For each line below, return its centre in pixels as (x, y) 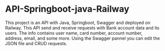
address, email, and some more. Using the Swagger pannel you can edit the (82, 38)
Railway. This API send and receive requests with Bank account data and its (82, 27)
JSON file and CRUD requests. (36, 43)
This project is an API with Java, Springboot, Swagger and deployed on (78, 23)
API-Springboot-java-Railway (67, 9)
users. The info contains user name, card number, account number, (74, 33)
